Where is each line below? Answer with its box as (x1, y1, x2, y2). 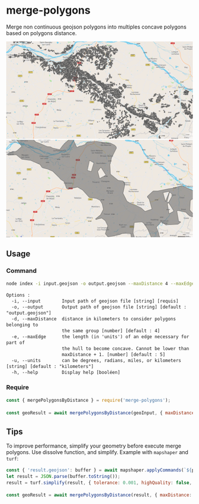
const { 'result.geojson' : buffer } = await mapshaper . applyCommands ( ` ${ (6, 467, 192, 473)
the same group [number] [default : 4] (62, 328, 161, 334)
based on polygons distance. (6, 29, 77, 36)
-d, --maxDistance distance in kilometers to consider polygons (11, 316, 176, 322)
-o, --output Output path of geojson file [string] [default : (11, 304, 187, 310)
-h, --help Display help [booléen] (11, 370, 120, 376)
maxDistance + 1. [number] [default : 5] (62, 352, 166, 358)
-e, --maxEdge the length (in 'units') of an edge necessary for (11, 334, 190, 340)
